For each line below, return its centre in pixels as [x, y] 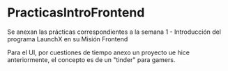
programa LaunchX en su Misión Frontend [68, 39]
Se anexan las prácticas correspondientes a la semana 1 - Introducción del [114, 32]
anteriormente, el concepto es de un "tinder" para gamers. [91, 59]
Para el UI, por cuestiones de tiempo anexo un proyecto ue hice [99, 52]
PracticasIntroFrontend [76, 13]
